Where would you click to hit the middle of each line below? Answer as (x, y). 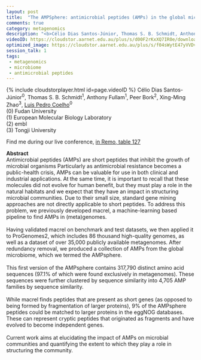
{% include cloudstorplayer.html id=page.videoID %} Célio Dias (84, 90)
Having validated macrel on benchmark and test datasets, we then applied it (100, 229)
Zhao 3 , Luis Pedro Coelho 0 (39, 104)
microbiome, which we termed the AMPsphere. (64, 255)
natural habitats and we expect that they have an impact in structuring (92, 191)
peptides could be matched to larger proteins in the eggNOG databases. (95, 312)
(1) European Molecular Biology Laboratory (59, 117)
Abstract (17, 153)
